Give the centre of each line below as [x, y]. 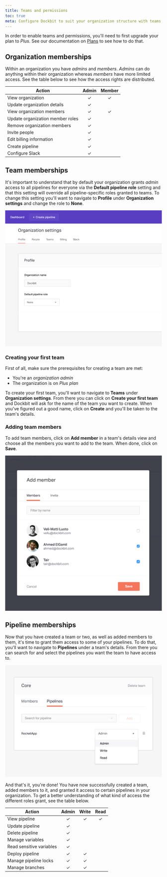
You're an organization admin [43, 378]
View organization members [36, 112]
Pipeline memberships [41, 625]
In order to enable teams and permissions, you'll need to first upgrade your [82, 36]
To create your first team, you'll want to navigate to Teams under [72, 393]
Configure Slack [24, 153]
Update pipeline [23, 826]
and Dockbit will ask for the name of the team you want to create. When [79, 403]
